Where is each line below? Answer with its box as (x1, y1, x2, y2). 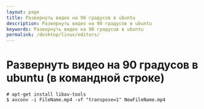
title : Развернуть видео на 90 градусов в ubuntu (6, 15, 136, 21)
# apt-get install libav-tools (6, 91, 86, 98)
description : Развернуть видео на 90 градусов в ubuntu (6, 20, 152, 26)
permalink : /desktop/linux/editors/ (6, 32, 100, 38)
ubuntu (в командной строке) (6, 71, 165, 85)
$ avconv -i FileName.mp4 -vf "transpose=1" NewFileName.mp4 (6, 97, 166, 103)
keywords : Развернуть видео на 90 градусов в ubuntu (6, 26, 144, 32)
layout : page (6, 9, 40, 15)
